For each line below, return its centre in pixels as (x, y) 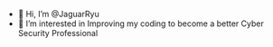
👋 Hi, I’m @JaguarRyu (58, 14)
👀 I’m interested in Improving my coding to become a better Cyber (141, 23)
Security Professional (58, 33)
